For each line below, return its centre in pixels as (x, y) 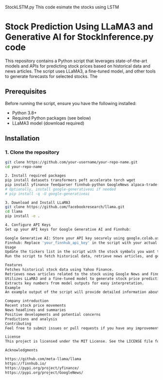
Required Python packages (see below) (51, 118)
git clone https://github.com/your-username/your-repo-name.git (71, 163)
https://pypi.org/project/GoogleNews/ (44, 372)
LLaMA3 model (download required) (48, 123)
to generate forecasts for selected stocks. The (51, 76)
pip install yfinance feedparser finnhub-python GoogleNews (67, 184)
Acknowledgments (21, 350)
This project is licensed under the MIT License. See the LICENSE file (79, 342)
